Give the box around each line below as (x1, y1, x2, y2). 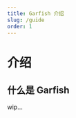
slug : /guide (7, 17, 45, 23)
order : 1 (7, 23, 32, 30)
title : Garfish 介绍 (7, 10, 64, 17)
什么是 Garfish (7, 84, 70, 96)
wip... (7, 103, 23, 111)
